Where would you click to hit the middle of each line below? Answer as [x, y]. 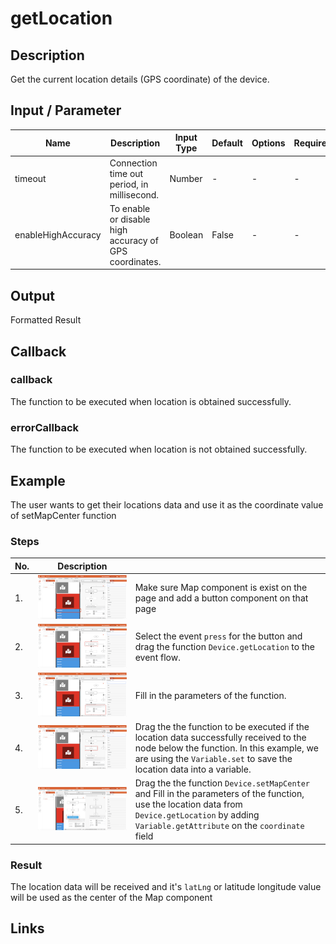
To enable [130, 208]
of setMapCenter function [63, 515]
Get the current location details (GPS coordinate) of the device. [140, 79]
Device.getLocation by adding [197, 815]
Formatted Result [46, 320]
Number [186, 179]
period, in [129, 184]
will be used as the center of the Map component [111, 897]
